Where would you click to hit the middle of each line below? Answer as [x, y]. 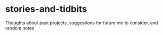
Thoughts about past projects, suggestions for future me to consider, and [82, 23]
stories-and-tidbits [46, 9]
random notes [20, 28]
